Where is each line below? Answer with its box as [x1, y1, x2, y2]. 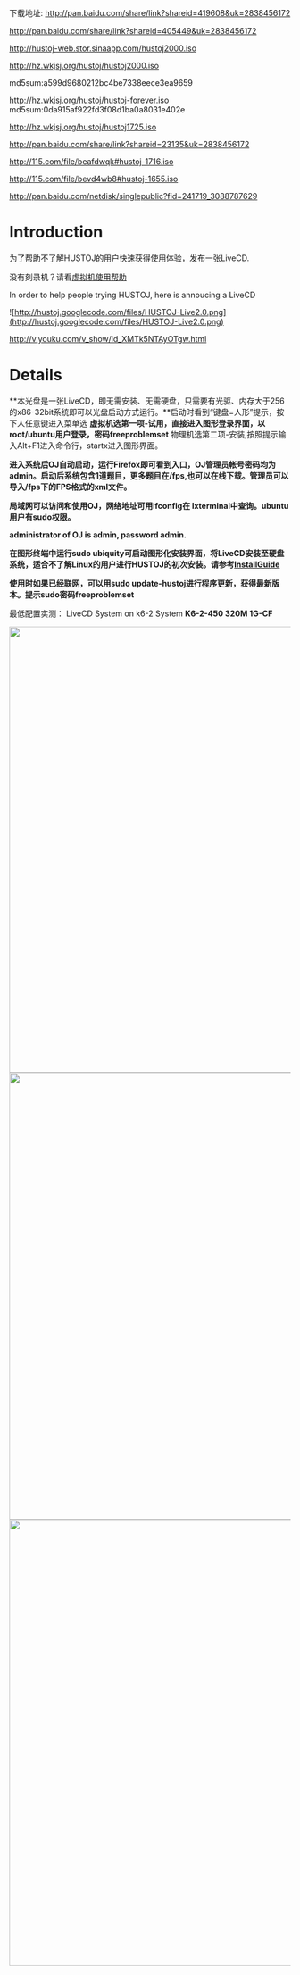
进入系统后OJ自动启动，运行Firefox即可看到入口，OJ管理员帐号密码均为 [9, 459, 277, 470]
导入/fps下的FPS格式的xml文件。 [9, 481, 132, 492]
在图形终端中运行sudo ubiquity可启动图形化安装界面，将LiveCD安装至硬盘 [9, 547, 285, 558]
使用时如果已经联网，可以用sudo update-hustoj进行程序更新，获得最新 [9, 578, 272, 588]
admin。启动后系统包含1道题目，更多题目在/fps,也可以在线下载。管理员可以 [9, 470, 289, 480]
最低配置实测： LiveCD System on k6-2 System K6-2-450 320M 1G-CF [9, 608, 273, 619]
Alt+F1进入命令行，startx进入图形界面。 [16, 440, 163, 451]
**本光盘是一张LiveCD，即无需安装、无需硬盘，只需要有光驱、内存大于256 [9, 396, 285, 406]
